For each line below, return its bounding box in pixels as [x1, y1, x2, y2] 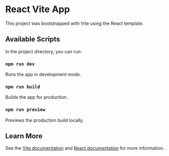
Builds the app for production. [5, 94, 68, 100]
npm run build [5, 84, 40, 90]
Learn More [5, 132, 43, 140]
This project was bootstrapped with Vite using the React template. [5, 20, 144, 26]
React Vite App [5, 4, 70, 15]
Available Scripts [5, 35, 60, 44]
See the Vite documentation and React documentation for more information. [5, 145, 164, 151]
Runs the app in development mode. [5, 71, 81, 77]
